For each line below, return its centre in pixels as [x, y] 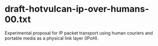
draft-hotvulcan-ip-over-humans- [77, 9]
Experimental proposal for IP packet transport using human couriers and [79, 33]
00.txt [18, 19]
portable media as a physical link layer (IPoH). [52, 38]
